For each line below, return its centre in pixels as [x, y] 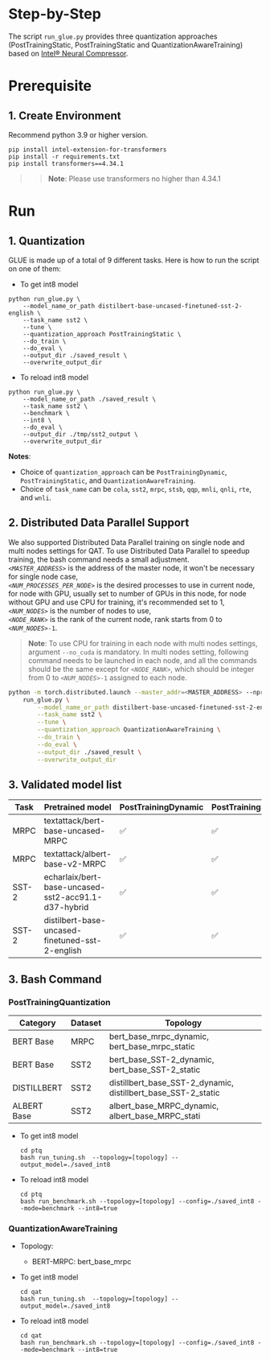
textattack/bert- [75, 821]
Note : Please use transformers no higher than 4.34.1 [134, 179]
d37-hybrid [66, 908]
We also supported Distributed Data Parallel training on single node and [127, 542]
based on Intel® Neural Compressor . [68, 53]
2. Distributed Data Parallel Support [99, 523]
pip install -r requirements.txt [64, 157]
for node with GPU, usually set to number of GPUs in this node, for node [127, 593]
